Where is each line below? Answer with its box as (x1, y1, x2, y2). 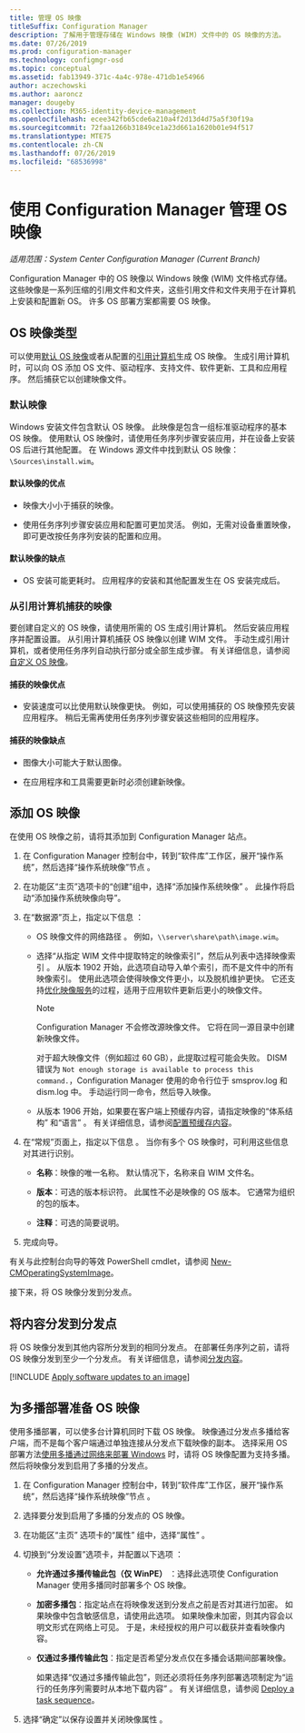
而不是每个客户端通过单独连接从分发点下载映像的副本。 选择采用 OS (33, 1437, 288, 1448)
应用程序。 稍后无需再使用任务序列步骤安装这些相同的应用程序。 (22, 712, 264, 724)
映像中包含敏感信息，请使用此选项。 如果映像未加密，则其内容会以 (44, 1610, 293, 1621)
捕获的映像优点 (9, 679, 65, 690)
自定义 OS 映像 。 (9, 656, 74, 667)
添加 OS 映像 (9, 806, 80, 821)
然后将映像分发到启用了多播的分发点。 (9, 1460, 152, 1471)
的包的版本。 (35, 1198, 84, 1209)
